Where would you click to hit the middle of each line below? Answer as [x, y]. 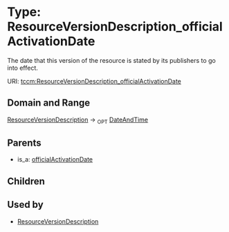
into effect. [22, 68]
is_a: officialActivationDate [55, 159]
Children [26, 181]
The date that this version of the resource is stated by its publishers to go [111, 60]
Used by [25, 205]
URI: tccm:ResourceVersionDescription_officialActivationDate [94, 81]
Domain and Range [49, 103]
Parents [24, 143]
